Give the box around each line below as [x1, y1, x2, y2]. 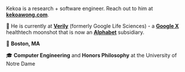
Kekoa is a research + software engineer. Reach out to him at [6, 5, 153, 12]
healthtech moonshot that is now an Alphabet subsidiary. [6, 29, 145, 36]
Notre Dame [6, 60, 36, 67]
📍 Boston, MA [6, 40, 40, 47]
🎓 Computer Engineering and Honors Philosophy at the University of [6, 52, 177, 59]
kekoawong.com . [6, 11, 49, 18]
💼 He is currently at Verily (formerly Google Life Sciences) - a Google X [6, 23, 179, 29]
